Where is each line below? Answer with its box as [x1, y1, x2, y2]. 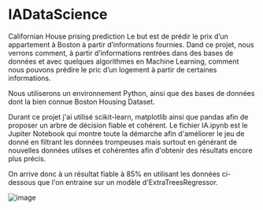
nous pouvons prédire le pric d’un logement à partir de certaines [8, 64, 217, 74]
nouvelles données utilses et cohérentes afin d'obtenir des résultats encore [8, 146, 254, 155]
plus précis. [8, 153, 46, 163]
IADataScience [8, 6, 108, 24]
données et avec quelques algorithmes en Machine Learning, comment [8, 57, 239, 66]
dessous [8, 177, 36, 186]
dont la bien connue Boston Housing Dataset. [8, 97, 155, 106]
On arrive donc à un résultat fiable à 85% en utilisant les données [8, 169, 220, 179]
